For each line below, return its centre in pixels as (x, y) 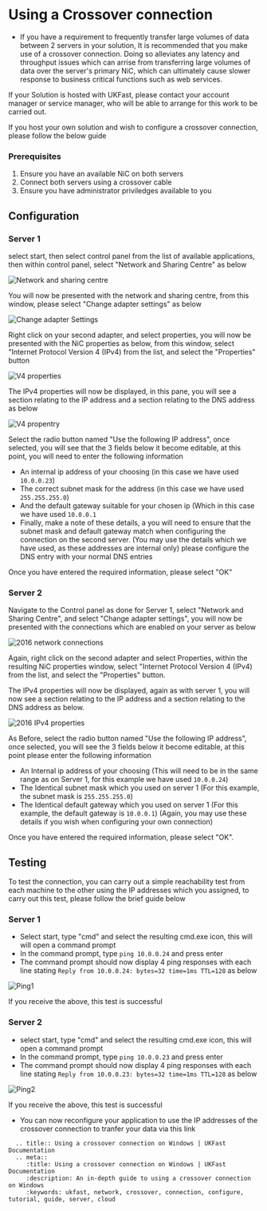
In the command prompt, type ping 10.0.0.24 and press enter (121, 954)
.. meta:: (31, 1157)
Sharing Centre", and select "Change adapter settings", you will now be (126, 619)
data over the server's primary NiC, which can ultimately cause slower (135, 70)
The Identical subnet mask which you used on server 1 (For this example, (139, 788)
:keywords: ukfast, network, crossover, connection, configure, (135, 1192)
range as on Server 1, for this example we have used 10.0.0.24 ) (124, 780)
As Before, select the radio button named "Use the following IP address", (128, 739)
